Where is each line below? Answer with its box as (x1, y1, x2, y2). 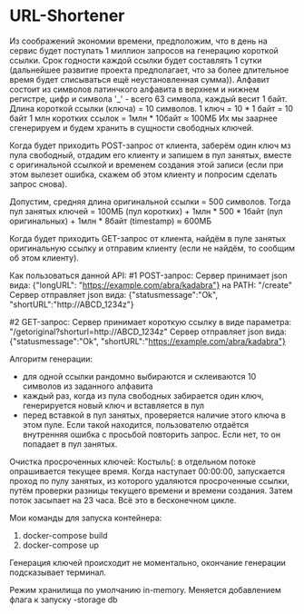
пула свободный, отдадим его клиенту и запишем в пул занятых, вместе (9, 149, 292, 160)
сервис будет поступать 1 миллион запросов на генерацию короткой (9, 45, 279, 55)
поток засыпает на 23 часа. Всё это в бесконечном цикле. (9, 494, 237, 505)
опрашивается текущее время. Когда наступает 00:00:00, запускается (9, 465, 286, 477)
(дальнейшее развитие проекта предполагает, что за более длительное (9, 64, 289, 75)
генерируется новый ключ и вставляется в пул (22, 400, 205, 411)
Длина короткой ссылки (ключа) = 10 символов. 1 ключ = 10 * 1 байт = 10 (9, 103, 293, 114)
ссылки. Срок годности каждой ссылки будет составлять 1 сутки (9, 54, 262, 65)
